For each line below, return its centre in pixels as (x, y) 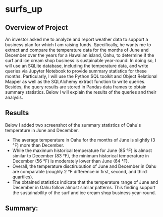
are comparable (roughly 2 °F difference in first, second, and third (80, 171)
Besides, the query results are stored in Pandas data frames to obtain (76, 87)
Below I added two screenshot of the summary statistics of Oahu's (73, 125)
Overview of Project (37, 28)
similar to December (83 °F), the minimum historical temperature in (81, 155)
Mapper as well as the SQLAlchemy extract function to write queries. (75, 81)
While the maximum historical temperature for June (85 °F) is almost (82, 150)
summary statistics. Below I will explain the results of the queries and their (81, 92)
